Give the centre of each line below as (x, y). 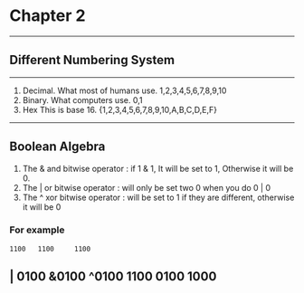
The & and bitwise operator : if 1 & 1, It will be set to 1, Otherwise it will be (158, 168)
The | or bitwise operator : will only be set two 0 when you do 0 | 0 (147, 187)
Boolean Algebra (57, 147)
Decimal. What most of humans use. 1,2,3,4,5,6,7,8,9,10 (124, 90)
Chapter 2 (47, 16)
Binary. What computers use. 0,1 (82, 99)
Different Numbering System (92, 60)
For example (37, 230)
